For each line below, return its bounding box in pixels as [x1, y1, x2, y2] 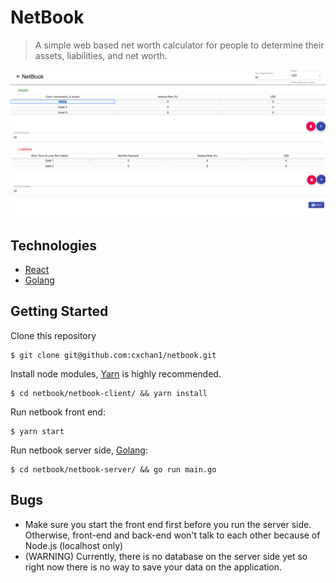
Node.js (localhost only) [24, 539, 124, 551]
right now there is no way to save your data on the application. [24, 561, 283, 573]
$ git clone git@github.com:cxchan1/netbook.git [10, 350, 217, 360]
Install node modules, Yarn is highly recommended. [10, 367, 222, 380]
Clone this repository [10, 329, 97, 341]
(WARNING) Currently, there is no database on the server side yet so [24, 550, 308, 562]
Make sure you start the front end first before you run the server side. [24, 518, 312, 530]
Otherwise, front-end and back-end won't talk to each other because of [24, 529, 321, 541]
